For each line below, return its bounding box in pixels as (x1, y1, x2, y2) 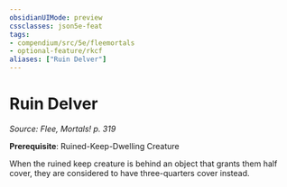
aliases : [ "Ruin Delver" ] (9, 55, 106, 64)
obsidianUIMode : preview (9, 13, 103, 22)
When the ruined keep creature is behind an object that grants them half (9, 158, 278, 169)
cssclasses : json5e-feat (9, 22, 103, 31)
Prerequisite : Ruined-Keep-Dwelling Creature (9, 140, 180, 151)
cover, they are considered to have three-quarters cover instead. (9, 167, 250, 178)
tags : (9, 30, 30, 39)
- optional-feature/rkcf (9, 47, 103, 56)
